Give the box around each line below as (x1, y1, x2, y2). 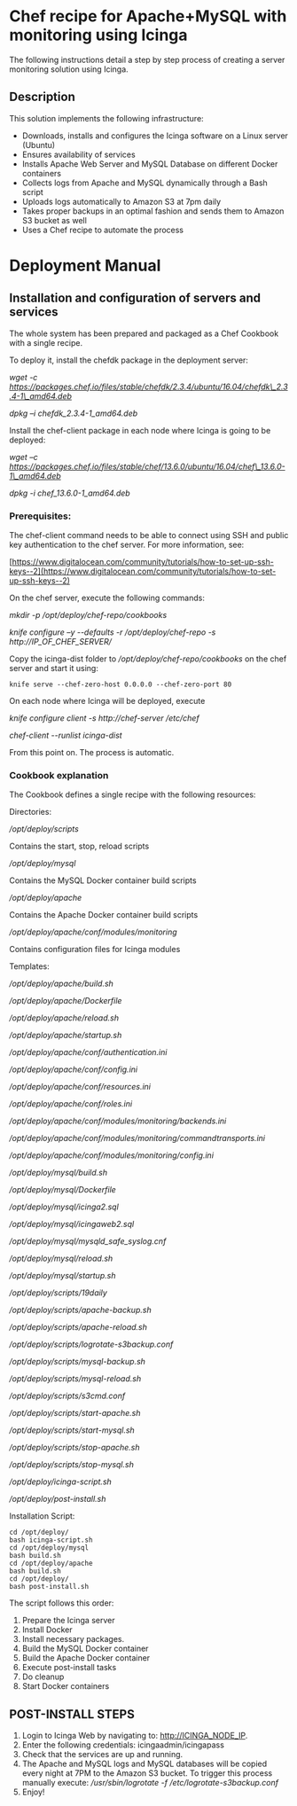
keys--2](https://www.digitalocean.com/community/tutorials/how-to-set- (9, 566, 277, 577)
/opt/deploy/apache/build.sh (9, 978, 113, 989)
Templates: (9, 961, 51, 972)
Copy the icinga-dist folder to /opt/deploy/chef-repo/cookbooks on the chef (9, 653, 287, 664)
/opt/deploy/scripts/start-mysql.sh (9, 1425, 135, 1435)
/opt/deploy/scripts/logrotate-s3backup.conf (9, 1339, 174, 1349)
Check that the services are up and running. (21, 1749, 184, 1760)
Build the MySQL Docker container (21, 1643, 149, 1654)
